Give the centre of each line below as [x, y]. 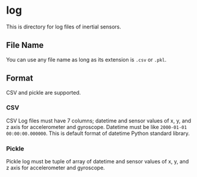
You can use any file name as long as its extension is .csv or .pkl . [86, 59]
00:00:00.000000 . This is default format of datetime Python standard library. [98, 133]
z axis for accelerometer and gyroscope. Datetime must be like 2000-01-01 [97, 127]
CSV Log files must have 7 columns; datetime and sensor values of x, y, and [98, 120]
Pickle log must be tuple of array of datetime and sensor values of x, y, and [98, 162]
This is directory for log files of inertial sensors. [64, 27]
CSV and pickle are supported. [43, 92]
